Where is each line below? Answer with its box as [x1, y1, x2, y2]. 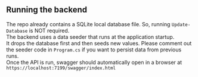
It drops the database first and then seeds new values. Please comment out [6, 39, 192, 47]
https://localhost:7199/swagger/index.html [6, 65, 116, 71]
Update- [171, 21, 191, 27]
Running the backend [6, 5, 88, 15]
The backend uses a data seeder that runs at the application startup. [6, 33, 175, 41]
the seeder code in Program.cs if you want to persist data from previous [6, 46, 182, 53]
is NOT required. [29, 27, 70, 34]
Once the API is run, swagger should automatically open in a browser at [6, 58, 182, 66]
